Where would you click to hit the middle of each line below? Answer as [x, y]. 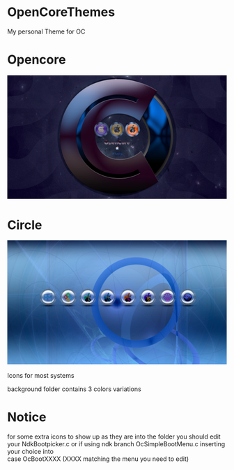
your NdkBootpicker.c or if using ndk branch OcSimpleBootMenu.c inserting [116, 443]
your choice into [31, 451]
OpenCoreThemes [61, 12]
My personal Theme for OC [46, 31]
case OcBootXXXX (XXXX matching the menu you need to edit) [98, 459]
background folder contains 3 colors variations [74, 389]
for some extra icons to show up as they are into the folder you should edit [114, 436]
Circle [25, 225]
